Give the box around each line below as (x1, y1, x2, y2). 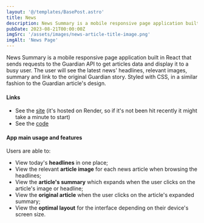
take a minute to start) (15, 114, 71, 121)
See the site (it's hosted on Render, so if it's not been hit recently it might (15, 107, 197, 114)
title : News (6, 15, 36, 21)
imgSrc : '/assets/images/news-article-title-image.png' (6, 32, 151, 38)
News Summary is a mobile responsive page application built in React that (6, 54, 192, 61)
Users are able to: (6, 147, 51, 155)
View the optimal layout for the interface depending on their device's (15, 204, 189, 211)
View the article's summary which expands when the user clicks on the (15, 179, 195, 186)
